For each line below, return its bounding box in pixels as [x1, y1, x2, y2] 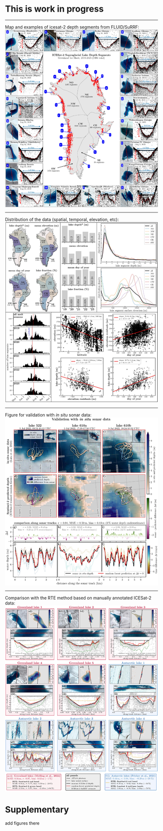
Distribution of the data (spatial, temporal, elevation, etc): [5, 217, 119, 223]
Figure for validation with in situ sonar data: [5, 412, 92, 418]
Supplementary [5, 804, 69, 815]
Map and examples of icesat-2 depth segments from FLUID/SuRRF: [5, 24, 139, 30]
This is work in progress [5, 3, 104, 15]
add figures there [5, 820, 40, 826]
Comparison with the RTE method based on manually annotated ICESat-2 [5, 595, 152, 601]
